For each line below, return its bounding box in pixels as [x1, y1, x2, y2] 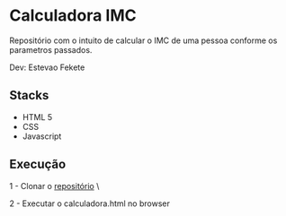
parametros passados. [9, 44, 93, 55]
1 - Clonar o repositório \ [9, 180, 100, 191]
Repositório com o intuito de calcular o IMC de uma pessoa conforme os [9, 35, 278, 46]
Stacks [9, 88, 49, 103]
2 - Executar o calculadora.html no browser [9, 198, 171, 209]
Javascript [22, 131, 62, 142]
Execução [9, 157, 67, 172]
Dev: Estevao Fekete [9, 62, 85, 73]
